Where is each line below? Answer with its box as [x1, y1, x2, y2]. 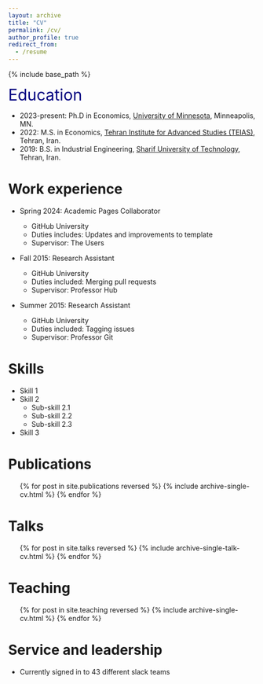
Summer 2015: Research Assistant [19, 300, 131, 310]
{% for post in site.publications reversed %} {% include [19, 481, 199, 491]
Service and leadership [8, 641, 163, 659]
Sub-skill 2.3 [31, 419, 72, 428]
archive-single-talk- [175, 543, 240, 553]
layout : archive [8, 11, 61, 20]
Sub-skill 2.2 [31, 410, 73, 421]
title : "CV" [8, 19, 47, 27]
